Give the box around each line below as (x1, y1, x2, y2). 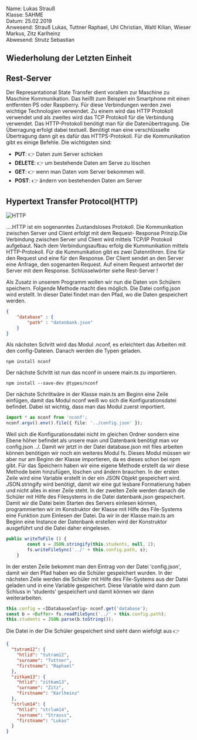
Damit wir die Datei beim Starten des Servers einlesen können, (6, 499, 157, 506)
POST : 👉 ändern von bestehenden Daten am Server (14, 177, 142, 184)
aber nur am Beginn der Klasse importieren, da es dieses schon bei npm (6, 456, 181, 463)
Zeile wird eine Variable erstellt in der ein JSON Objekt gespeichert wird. (6, 475, 181, 482)
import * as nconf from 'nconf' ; (6, 415, 88, 421)
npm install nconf (6, 359, 51, 365)
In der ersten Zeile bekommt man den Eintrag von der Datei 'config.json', (6, 563, 181, 570)
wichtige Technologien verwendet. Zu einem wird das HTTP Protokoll (6, 108, 174, 115)
